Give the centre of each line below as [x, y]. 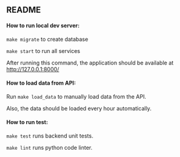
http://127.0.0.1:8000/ [33, 69]
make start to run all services [43, 51]
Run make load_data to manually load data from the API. [76, 96]
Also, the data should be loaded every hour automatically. [79, 108]
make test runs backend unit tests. [50, 136]
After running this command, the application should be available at [90, 63]
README [24, 10]
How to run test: [27, 122]
